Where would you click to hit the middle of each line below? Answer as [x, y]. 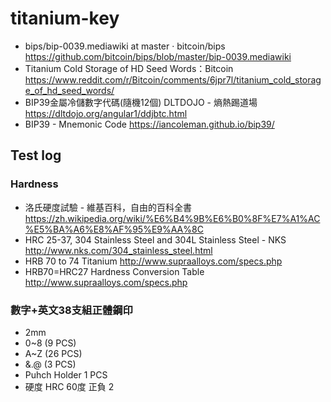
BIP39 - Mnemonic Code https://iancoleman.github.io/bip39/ [149, 124]
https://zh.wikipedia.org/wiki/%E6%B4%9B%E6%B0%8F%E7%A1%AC [172, 218]
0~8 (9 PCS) [50, 343]
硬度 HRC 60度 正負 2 [69, 386]
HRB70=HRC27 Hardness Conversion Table [114, 271]
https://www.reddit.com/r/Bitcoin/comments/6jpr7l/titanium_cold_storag [173, 79]
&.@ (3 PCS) [50, 364]
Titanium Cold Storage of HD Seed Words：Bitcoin [129, 68]
